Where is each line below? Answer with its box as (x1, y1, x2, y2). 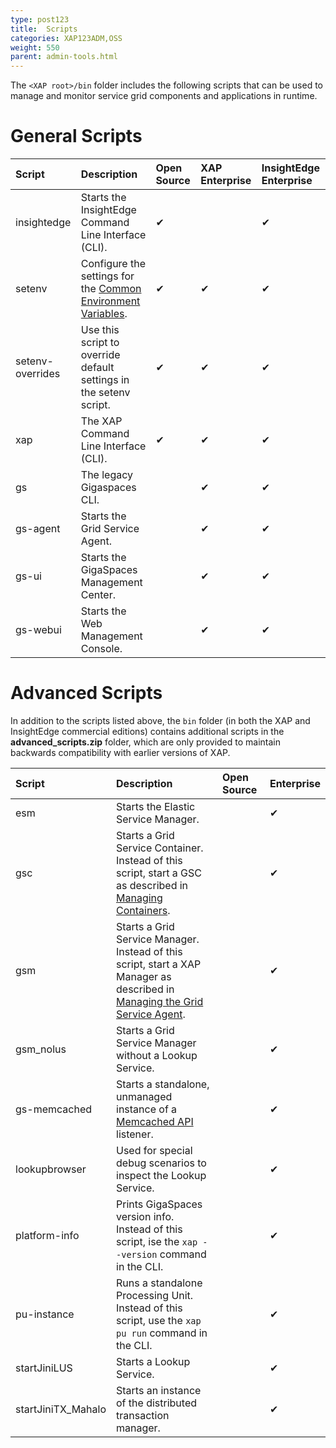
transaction (116, 1409, 170, 1422)
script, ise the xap (116, 1235, 198, 1248)
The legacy (80, 468, 134, 482)
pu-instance (15, 1307, 75, 1321)
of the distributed (116, 1396, 198, 1410)
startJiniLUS (15, 1361, 73, 1375)
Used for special (116, 1144, 193, 1157)
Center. (80, 588, 116, 602)
